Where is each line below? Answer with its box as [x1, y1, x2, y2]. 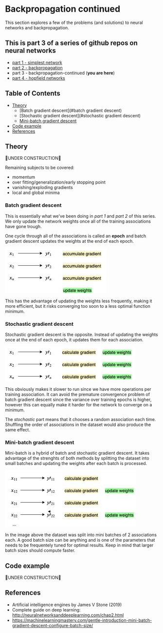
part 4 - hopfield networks [12, 75, 65, 81]
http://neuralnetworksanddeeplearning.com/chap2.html [12, 612, 124, 618]
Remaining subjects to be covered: [5, 165, 74, 170]
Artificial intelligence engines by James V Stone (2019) [12, 602, 122, 608]
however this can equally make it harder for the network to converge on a [5, 401, 152, 407]
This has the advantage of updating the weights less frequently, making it [5, 298, 152, 304]
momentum [12, 174, 36, 180]
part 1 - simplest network [12, 60, 62, 65]
